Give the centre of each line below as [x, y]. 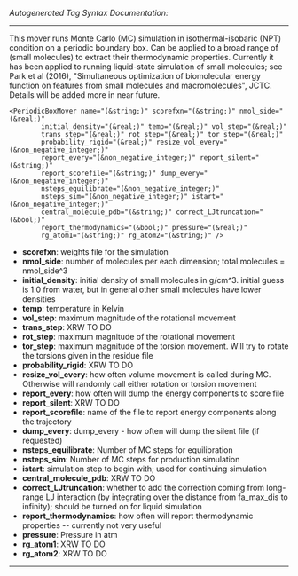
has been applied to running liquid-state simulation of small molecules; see [146, 67]
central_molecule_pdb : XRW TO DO [89, 478]
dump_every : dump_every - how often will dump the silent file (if [141, 431]
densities [39, 299]
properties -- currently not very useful [92, 525]
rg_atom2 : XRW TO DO [65, 553]
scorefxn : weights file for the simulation [95, 252]
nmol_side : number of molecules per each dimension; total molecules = [153, 261]
